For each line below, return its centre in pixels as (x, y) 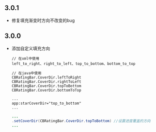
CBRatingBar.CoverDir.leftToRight (46, 77)
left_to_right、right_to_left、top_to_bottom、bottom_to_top (73, 64)
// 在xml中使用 (25, 58)
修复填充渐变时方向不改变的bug (43, 20)
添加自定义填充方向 (31, 48)
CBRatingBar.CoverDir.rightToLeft (46, 82)
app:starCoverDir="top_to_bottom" (46, 103)
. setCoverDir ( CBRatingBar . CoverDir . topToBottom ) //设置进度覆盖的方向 (81, 121)
